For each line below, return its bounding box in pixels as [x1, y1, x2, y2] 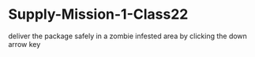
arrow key [8, 39, 41, 48]
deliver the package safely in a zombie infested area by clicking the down [8, 31, 247, 41]
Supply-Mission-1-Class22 [8, 5, 189, 23]
